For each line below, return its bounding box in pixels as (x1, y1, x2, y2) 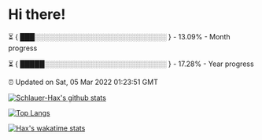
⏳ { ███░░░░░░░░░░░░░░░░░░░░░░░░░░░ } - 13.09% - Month (8, 31, 231, 41)
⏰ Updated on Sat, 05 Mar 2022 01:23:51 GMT (8, 77, 159, 87)
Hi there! (8, 6, 66, 24)
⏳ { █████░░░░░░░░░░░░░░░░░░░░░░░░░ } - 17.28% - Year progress (8, 59, 254, 68)
